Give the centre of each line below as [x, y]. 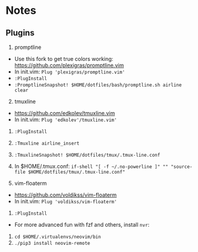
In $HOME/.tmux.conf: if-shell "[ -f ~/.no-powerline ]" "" [91, 166]
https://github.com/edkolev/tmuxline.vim [65, 113]
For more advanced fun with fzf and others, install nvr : [82, 225]
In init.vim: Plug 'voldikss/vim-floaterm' [66, 201]
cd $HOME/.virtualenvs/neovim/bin [57, 237]
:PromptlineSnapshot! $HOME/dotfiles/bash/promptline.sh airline [98, 85]
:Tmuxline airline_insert [47, 143]
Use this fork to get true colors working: [64, 59]
